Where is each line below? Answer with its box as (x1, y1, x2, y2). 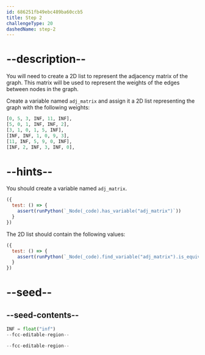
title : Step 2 (6, 15, 43, 21)
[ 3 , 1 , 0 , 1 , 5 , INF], (6, 126, 64, 133)
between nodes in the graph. (6, 86, 79, 93)
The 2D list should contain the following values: (6, 230, 126, 238)
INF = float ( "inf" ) (6, 326, 56, 332)
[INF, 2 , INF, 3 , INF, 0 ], (6, 144, 75, 150)
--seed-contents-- (6, 310, 79, 320)
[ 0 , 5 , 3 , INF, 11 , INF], (6, 115, 72, 122)
